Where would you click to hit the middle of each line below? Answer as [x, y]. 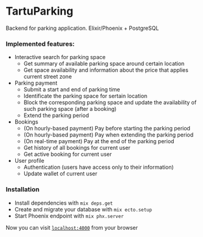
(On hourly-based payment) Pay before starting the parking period [107, 129]
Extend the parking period [56, 115]
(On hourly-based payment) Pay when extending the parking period [108, 135]
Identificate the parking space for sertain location [85, 96]
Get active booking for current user [67, 154]
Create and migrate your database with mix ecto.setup [83, 209]
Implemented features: [40, 44]
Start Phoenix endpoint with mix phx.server [69, 216]
